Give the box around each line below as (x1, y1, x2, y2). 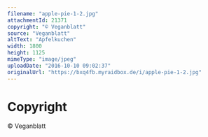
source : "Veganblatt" (7, 29, 71, 37)
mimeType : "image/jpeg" (7, 56, 77, 63)
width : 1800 (7, 43, 42, 50)
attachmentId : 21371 (7, 17, 68, 24)
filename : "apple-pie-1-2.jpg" (7, 10, 99, 17)
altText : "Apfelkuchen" (7, 36, 77, 43)
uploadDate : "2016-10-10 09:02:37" (7, 62, 111, 69)
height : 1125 (7, 50, 46, 57)
